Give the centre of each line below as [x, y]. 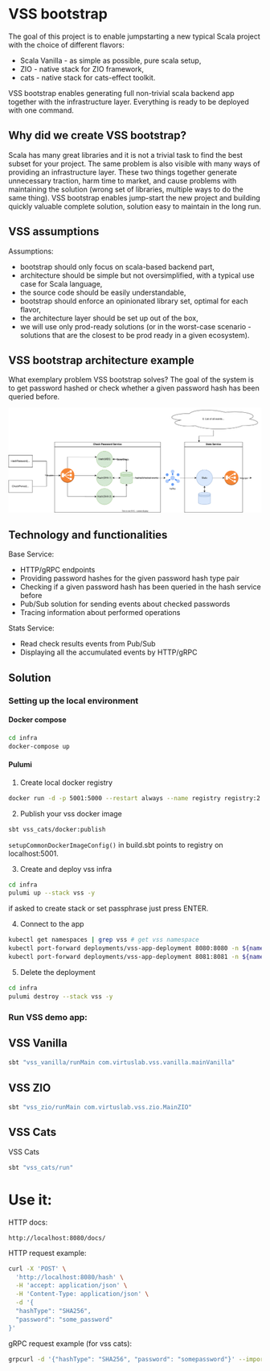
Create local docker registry [66, 783]
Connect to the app [52, 924]
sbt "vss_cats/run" [41, 1167]
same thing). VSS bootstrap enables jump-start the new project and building [135, 197]
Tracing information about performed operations [100, 613]
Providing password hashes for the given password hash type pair [129, 578]
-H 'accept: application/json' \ [72, 1286]
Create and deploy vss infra [66, 869]
